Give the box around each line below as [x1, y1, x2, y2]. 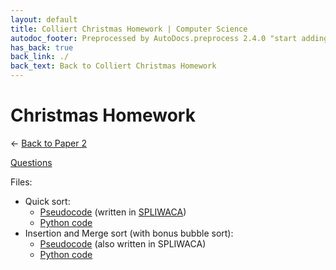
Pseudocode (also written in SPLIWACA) [39, 237, 207, 250]
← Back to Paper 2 [10, 137, 87, 149]
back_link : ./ [10, 52, 70, 62]
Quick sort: [24, 195, 71, 207]
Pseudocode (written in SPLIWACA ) [39, 206, 187, 218]
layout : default [10, 14, 78, 25]
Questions [10, 156, 53, 168]
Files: [10, 176, 33, 188]
